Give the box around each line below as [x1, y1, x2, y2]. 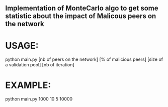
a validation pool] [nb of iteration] [5, 62, 74, 68]
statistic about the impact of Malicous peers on [5, 12, 156, 21]
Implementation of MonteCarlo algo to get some [5, 4, 158, 13]
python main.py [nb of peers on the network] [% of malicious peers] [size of [5, 56, 163, 62]
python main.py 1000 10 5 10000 [5, 96, 73, 102]
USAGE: [5, 40, 39, 51]
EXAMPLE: [5, 79, 51, 91]
